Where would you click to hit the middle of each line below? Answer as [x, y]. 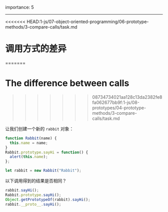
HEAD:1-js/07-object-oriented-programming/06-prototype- [88, 22]
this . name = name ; [29, 143]
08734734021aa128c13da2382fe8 [127, 97]
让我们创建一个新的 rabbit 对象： [39, 129]
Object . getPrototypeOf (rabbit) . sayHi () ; [48, 199]
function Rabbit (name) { [31, 138]
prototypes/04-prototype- [119, 108]
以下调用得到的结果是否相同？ [36, 181]
